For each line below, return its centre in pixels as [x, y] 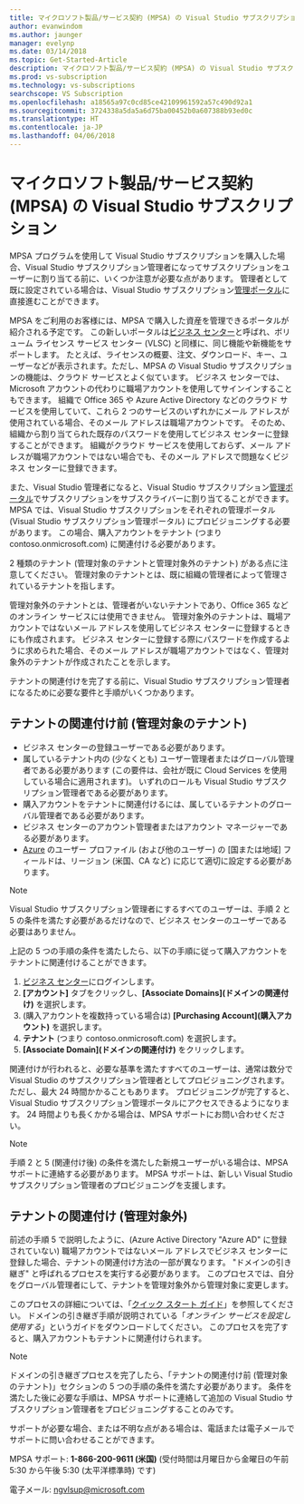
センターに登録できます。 [74, 467]
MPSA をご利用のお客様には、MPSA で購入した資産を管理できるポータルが [149, 320]
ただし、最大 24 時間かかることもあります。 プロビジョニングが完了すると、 [152, 1091]
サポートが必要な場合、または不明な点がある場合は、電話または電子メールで [152, 1429]
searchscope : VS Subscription [66, 93]
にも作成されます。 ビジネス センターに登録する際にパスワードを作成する [146, 639]
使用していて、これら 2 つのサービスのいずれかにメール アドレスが [165, 411]
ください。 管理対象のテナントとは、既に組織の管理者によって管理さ [160, 574]
